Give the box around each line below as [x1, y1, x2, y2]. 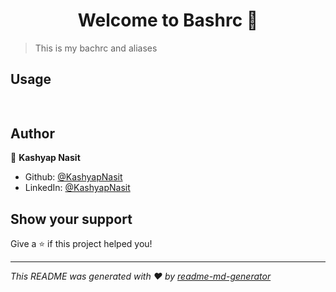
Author [10, 125, 55, 143]
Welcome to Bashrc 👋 [77, 9, 259, 32]
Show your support [10, 210, 133, 228]
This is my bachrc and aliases [34, 42, 158, 54]
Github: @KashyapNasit [24, 171, 123, 183]
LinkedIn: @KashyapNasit [24, 182, 131, 194]
